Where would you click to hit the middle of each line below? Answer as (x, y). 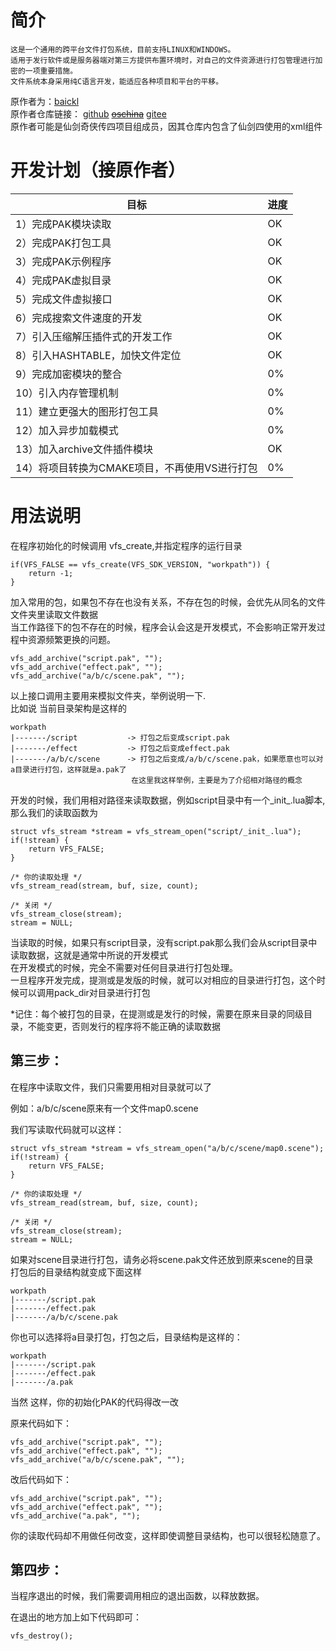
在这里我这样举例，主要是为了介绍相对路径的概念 (217, 780)
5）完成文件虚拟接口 (64, 299)
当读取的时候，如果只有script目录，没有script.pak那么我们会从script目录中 (164, 942)
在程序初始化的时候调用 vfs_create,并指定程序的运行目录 (126, 545)
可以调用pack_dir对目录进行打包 (84, 992)
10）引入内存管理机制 (67, 393)
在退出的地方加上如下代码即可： (76, 1617)
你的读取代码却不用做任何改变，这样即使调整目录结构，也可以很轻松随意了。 (168, 1535)
